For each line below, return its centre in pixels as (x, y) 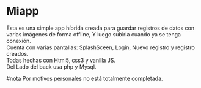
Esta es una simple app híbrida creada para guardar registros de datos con (100, 28)
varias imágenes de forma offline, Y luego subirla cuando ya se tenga (94, 34)
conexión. (19, 41)
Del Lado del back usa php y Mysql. (51, 66)
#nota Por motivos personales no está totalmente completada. (85, 78)
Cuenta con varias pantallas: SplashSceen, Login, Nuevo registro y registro (101, 47)
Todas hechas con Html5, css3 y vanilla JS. (61, 60)
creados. (17, 53)
